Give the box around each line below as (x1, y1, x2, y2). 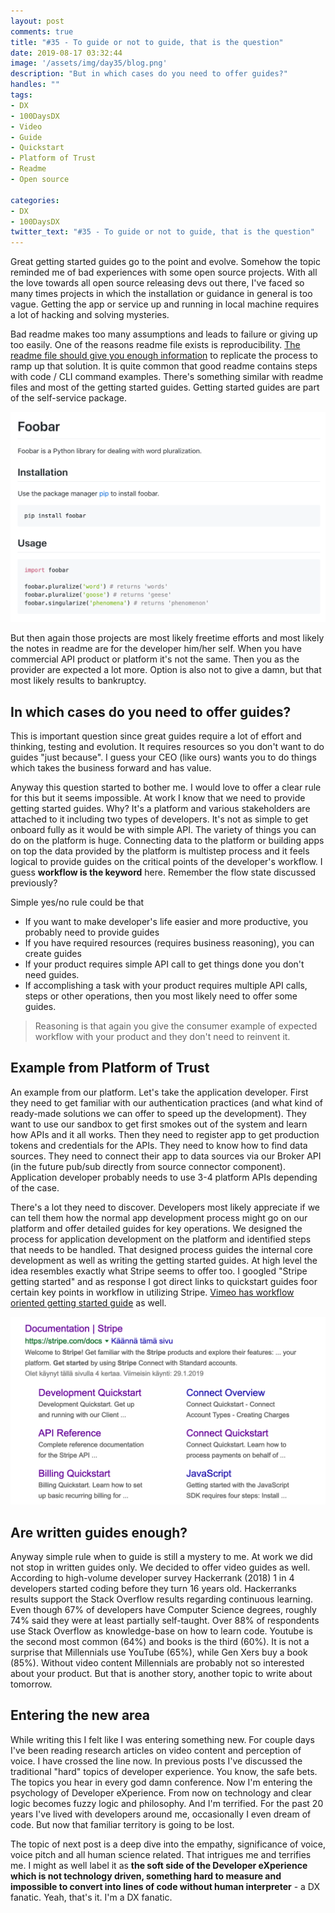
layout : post (10, 16, 65, 26)
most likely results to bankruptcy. (10, 675, 147, 687)
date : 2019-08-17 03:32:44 (10, 48, 123, 58)
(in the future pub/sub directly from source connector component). (10, 1160, 286, 1172)
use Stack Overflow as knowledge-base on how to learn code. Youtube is (10, 1625, 314, 1637)
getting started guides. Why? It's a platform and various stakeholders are (10, 803, 311, 815)
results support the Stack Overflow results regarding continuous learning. (10, 1593, 314, 1605)
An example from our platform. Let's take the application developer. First (10, 1086, 309, 1098)
